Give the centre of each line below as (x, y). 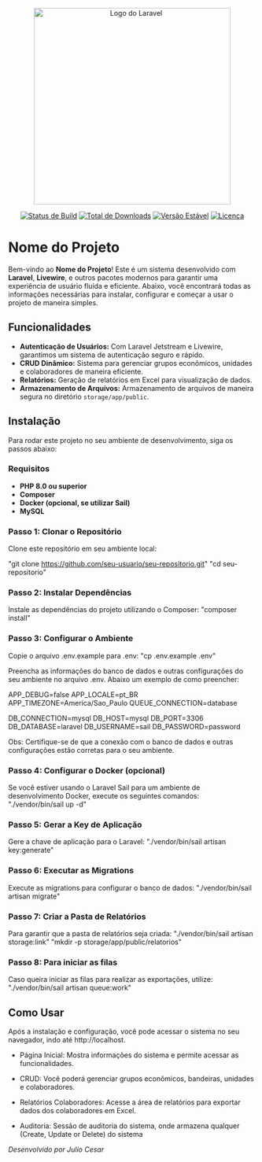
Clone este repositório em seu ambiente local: (83, 549)
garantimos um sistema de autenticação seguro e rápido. (112, 355)
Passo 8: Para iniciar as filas (63, 962)
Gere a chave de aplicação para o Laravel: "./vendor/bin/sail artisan (117, 842)
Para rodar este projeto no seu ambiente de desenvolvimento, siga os (121, 440)
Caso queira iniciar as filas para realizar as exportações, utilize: (111, 979)
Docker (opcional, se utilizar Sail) (75, 503)
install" (19, 618)
